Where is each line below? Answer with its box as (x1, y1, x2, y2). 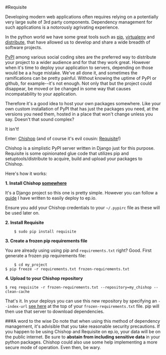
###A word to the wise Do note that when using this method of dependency (5, 318, 160, 324)
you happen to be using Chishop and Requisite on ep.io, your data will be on (5, 329, 161, 334)
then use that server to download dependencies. (5, 308, 105, 314)
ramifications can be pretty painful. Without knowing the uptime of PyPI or (5, 75, 157, 81)
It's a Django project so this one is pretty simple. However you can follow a (5, 190, 158, 195)
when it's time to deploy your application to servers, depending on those (5, 64, 154, 70)
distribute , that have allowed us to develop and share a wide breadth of (5, 39, 151, 45)
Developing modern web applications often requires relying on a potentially (5, 14, 159, 19)
